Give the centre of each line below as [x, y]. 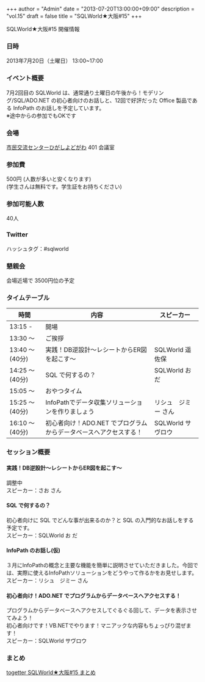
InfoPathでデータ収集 [76, 402]
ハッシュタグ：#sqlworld [38, 248]
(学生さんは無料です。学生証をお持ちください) [64, 187]
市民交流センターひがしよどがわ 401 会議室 [60, 147]
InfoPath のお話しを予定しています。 [59, 108]
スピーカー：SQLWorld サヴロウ [47, 641]
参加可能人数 [25, 204]
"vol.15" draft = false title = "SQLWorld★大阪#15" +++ [74, 16]
